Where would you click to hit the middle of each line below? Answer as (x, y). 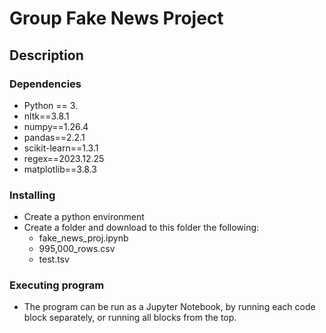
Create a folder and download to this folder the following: (141, 228)
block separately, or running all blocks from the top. (130, 318)
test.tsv (54, 259)
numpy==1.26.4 (56, 126)
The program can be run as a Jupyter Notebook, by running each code (169, 307)
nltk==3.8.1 (46, 116)
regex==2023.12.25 (64, 158)
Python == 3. (51, 105)
